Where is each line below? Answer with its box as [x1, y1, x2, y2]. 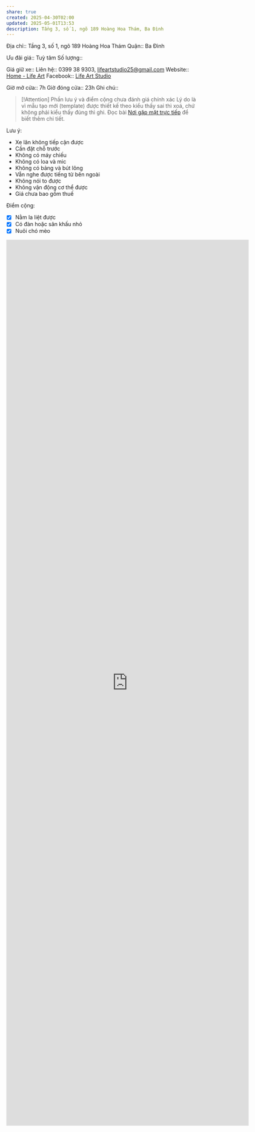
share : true [6, 8, 36, 15]
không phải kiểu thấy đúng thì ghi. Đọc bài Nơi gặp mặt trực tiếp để [21, 109, 189, 116]
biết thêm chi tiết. [21, 115, 65, 122]
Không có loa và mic [15, 158, 67, 166]
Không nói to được [15, 177, 62, 185]
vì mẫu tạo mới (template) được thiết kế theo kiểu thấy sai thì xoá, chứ [21, 102, 195, 110]
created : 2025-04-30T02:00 [6, 15, 75, 21]
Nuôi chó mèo [15, 227, 50, 235]
